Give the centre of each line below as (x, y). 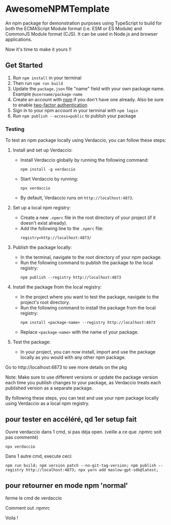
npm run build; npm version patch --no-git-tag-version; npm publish (81, 465)
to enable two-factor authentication (50, 105)
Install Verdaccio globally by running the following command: (84, 160)
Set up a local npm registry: (42, 208)
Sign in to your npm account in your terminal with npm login (75, 110)
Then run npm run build (38, 83)
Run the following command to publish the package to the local (87, 263)
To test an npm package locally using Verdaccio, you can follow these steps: (86, 140)
